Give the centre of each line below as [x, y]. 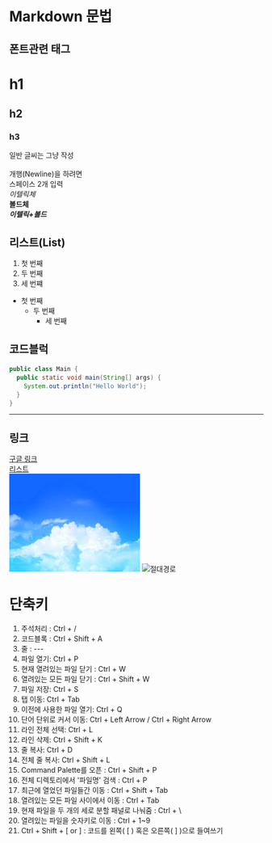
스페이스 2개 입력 [36, 184]
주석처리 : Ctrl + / [49, 629]
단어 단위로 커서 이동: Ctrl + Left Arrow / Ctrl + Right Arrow [116, 719]
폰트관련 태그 [40, 49]
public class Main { [44, 369]
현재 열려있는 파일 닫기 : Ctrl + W [73, 669]
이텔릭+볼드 [28, 214]
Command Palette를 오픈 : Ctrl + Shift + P [89, 770]
